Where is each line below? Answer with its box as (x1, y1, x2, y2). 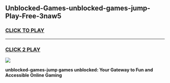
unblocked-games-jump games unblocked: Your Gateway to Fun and (5, 66, 153, 72)
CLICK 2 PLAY (5, 46, 40, 53)
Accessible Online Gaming (5, 72, 62, 78)
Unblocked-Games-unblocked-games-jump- (5, 4, 151, 13)
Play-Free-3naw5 (5, 12, 62, 21)
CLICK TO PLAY (5, 27, 45, 34)
